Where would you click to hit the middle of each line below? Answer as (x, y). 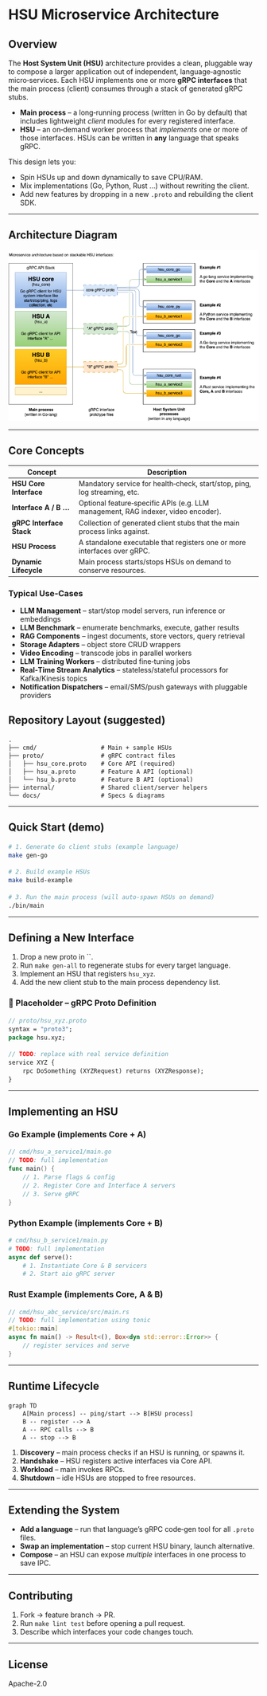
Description (166, 472)
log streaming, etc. (109, 493)
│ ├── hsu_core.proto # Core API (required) (92, 764)
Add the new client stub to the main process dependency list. (120, 983)
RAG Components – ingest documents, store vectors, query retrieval (132, 636)
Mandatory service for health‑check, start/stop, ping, (165, 484)
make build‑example (41, 881)
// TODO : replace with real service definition (89, 1054)
